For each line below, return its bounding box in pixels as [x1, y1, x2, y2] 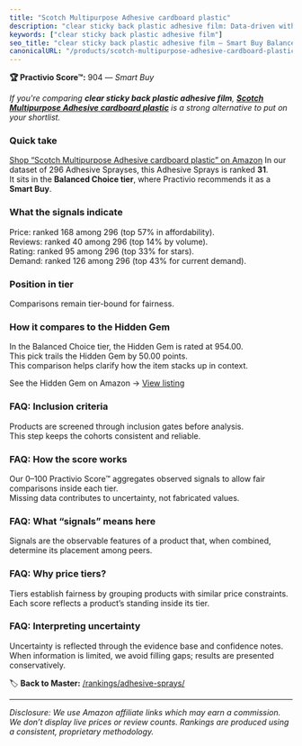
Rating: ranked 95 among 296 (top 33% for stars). [9, 245, 195, 257]
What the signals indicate [9, 206, 123, 219]
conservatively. [9, 660, 66, 670]
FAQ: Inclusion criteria [9, 400, 109, 413]
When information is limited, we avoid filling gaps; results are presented [9, 650, 274, 660]
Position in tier [9, 277, 74, 290]
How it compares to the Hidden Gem [9, 321, 171, 333]
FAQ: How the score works [9, 452, 128, 465]
